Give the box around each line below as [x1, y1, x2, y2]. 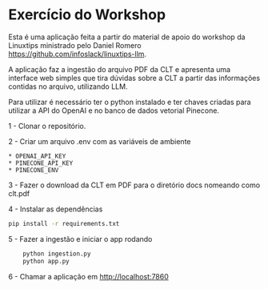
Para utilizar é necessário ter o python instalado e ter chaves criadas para [8, 97, 251, 106]
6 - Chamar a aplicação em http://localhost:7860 [8, 271, 170, 281]
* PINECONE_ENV [8, 166, 59, 174]
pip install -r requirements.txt [8, 219, 120, 227]
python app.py [22, 257, 70, 265]
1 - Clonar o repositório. [8, 121, 86, 130]
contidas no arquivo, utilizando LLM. [8, 82, 128, 91]
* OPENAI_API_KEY [8, 152, 66, 160]
